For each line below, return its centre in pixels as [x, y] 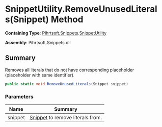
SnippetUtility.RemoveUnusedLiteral [81, 9]
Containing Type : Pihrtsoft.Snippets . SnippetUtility [56, 33]
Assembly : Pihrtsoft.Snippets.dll [38, 42]
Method [67, 19]
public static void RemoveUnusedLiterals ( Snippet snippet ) [67, 84]
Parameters [19, 97]
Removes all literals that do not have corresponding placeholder [69, 70]
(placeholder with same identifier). [40, 75]
